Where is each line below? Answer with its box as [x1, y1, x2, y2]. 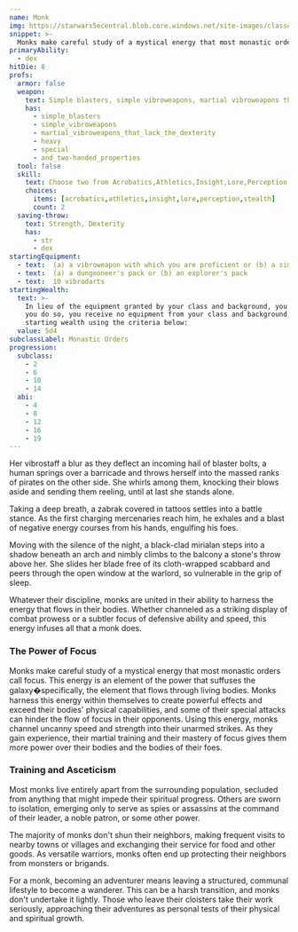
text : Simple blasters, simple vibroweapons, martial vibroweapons [25, 95, 279, 105]
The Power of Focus [9, 645, 98, 658]
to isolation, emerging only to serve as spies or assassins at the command [9, 802, 279, 813]
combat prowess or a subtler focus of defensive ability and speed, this [9, 613, 267, 624]
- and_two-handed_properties [32, 153, 141, 162]
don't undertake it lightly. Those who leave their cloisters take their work [9, 894, 273, 904]
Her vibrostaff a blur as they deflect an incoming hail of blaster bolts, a [9, 458, 267, 469]
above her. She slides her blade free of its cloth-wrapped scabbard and [9, 558, 271, 569]
